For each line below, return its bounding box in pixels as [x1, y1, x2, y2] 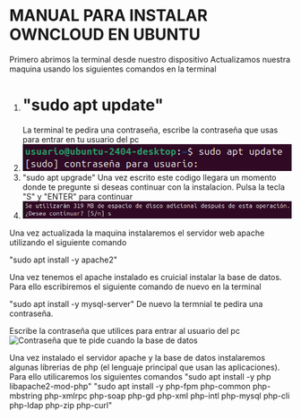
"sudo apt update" [21, 95, 164, 115]
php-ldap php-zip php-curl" [9, 399, 113, 410]
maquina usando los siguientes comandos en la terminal [9, 64, 217, 74]
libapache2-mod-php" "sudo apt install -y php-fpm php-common [9, 381, 251, 391]
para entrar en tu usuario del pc [21, 133, 140, 144]
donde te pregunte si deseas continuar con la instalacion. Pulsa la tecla [21, 181, 285, 192]
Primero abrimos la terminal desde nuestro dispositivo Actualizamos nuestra [9, 54, 291, 64]
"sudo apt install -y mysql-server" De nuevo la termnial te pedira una [9, 298, 263, 309]
